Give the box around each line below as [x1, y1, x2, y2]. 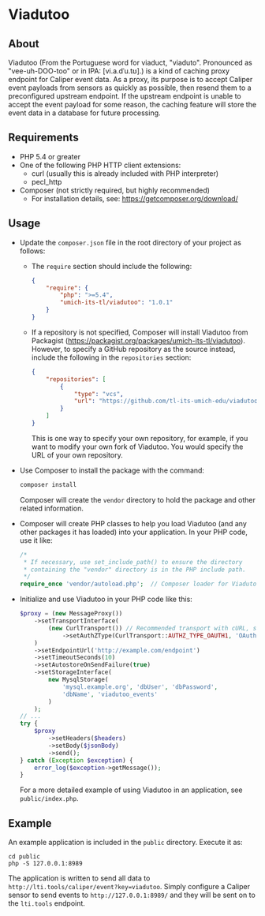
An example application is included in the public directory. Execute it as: [8, 838, 243, 847]
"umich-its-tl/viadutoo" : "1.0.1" [59, 298, 174, 307]
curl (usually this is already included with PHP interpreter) [31, 168, 219, 178]
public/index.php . [19, 794, 79, 803]
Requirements [8, 131, 79, 144]
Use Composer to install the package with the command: [19, 465, 205, 475]
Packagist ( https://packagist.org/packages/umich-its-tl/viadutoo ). [31, 335, 246, 345]
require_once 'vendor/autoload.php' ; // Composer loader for [19, 580, 229, 589]
